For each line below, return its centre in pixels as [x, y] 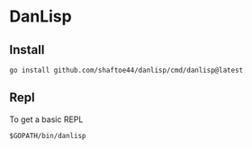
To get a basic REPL [46, 119]
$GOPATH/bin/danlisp [48, 136]
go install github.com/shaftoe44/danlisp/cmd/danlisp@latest [126, 70]
